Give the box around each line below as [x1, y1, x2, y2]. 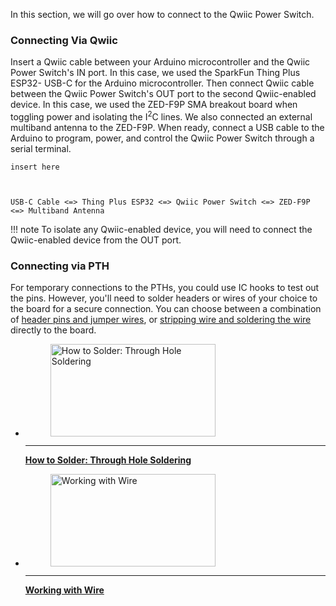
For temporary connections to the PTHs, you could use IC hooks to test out [10, 282, 320, 294]
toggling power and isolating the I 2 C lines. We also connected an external [10, 109, 313, 123]
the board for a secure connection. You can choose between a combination [10, 303, 322, 315]
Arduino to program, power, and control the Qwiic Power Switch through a [10, 132, 315, 144]
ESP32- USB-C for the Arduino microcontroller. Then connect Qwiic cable [10, 77, 315, 89]
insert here [10, 162, 60, 172]
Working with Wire [24, 584, 105, 596]
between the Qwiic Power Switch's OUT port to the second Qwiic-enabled [10, 88, 317, 100]
